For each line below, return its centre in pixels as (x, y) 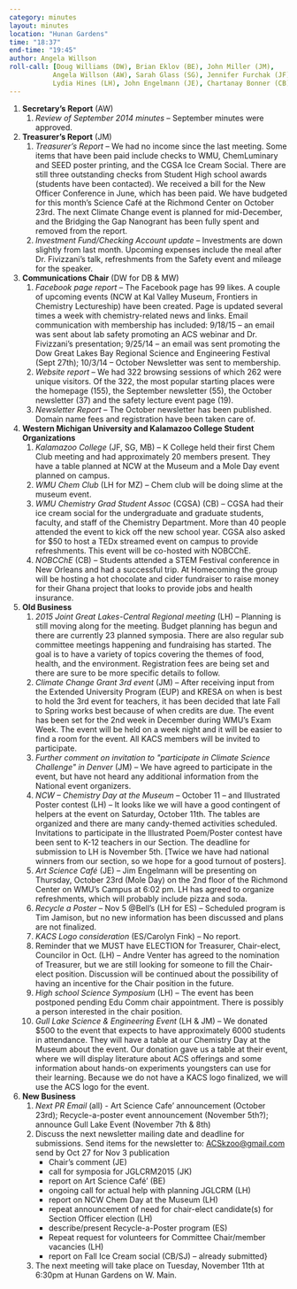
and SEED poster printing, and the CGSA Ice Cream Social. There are (160, 165)
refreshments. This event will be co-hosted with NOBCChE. (143, 551)
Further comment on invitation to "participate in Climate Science (152, 757)
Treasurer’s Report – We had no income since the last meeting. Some (161, 146)
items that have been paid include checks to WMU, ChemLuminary (156, 155)
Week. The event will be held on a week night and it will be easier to (159, 729)
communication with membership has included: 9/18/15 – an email (155, 325)
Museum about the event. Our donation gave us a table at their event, (161, 1049)
